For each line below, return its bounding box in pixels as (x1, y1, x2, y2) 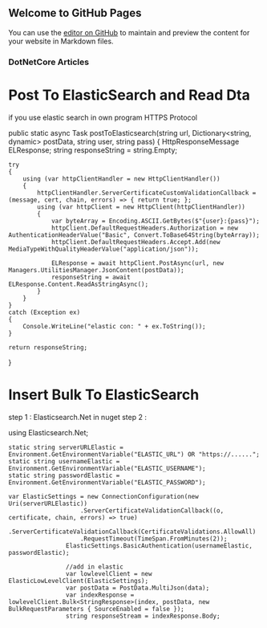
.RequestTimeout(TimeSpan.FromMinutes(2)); (79, 534, 228, 543)
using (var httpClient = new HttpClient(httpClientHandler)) (37, 202, 246, 211)
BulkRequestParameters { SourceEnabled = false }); (8, 605, 184, 613)
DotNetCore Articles (8, 56, 90, 67)
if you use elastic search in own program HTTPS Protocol (8, 112, 198, 122)
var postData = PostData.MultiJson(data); (65, 584, 210, 592)
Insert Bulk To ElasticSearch (8, 385, 200, 404)
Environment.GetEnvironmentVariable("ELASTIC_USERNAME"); (8, 464, 206, 472)
